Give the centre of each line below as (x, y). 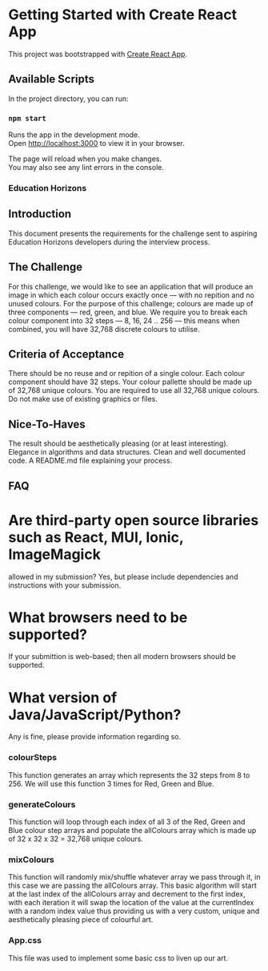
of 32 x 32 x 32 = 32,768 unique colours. (76, 839)
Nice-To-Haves (47, 424)
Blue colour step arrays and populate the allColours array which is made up (132, 831)
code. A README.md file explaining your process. (90, 461)
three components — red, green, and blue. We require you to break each (128, 312)
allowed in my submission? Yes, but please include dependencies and (123, 577)
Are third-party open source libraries (134, 520)
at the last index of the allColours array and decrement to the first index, (127, 894)
